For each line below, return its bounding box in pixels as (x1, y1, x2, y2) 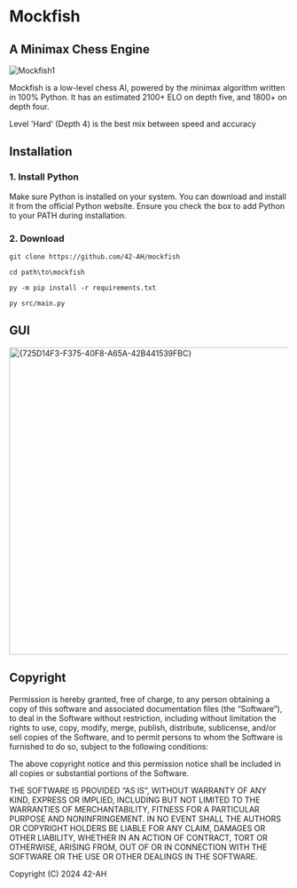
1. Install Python (9, 171, 80, 183)
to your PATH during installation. (9, 210, 127, 220)
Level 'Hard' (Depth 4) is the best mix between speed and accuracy (9, 118, 257, 129)
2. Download (9, 232, 65, 244)
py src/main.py (9, 299, 66, 308)
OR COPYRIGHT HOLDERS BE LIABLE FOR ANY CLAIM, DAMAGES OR (9, 822, 266, 833)
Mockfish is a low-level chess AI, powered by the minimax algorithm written (9, 83, 285, 92)
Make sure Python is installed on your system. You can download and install (9, 191, 286, 202)
